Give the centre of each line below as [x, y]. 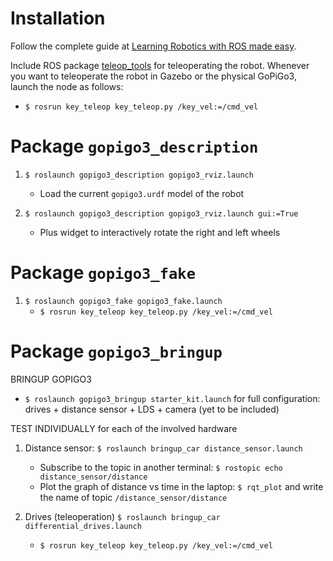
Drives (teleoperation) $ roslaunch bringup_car [122, 516]
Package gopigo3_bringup [116, 351]
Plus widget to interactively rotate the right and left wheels [160, 232]
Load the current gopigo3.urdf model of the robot [142, 193]
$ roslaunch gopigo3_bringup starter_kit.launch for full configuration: [172, 398]
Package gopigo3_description [134, 146]
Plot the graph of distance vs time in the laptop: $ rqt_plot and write [181, 486]
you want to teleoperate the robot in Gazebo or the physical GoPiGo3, [153, 76]
